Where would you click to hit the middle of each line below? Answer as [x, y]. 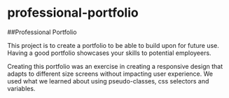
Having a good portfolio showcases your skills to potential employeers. [109, 53]
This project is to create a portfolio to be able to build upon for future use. [113, 45]
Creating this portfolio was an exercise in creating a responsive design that [115, 66]
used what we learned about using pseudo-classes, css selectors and [108, 81]
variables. [21, 88]
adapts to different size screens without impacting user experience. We [110, 74]
